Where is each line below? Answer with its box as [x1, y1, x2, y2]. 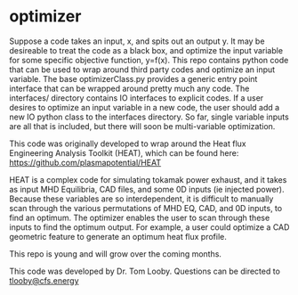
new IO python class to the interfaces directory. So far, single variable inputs [9, 111, 289, 122]
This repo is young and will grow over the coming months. [9, 248, 222, 259]
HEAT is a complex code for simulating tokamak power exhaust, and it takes [9, 174, 287, 184]
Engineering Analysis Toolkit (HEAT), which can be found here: [9, 147, 239, 158]
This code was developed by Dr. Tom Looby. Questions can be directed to [9, 266, 280, 276]
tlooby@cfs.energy [9, 275, 79, 286]
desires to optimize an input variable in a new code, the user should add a [9, 102, 280, 112]
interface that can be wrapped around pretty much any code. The [9, 83, 250, 94]
